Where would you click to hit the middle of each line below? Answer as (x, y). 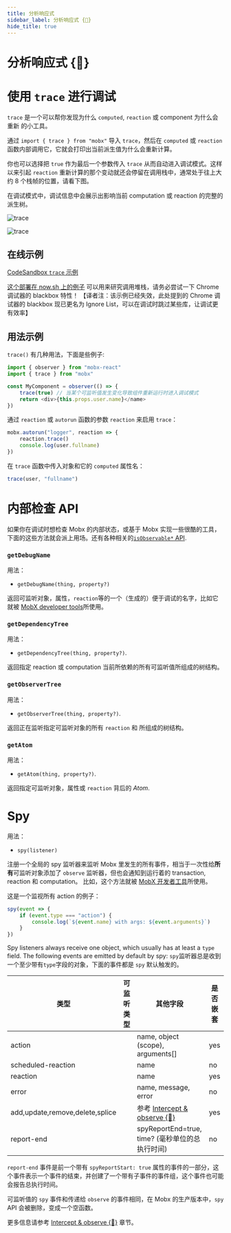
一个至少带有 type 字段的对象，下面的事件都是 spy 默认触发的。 (95, 964)
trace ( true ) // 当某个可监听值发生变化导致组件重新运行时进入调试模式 (109, 393)
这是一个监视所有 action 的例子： (54, 895)
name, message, (163, 1088)
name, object (158, 1037)
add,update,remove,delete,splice (64, 1112)
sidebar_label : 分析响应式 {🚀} (49, 20)
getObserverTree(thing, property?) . (69, 713)
